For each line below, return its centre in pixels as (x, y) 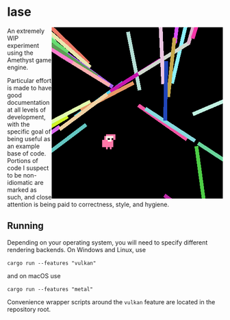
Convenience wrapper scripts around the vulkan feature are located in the (111, 301)
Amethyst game (29, 60)
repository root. (29, 309)
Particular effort (29, 80)
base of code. (27, 153)
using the (20, 53)
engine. (18, 67)
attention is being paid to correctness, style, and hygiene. (88, 204)
